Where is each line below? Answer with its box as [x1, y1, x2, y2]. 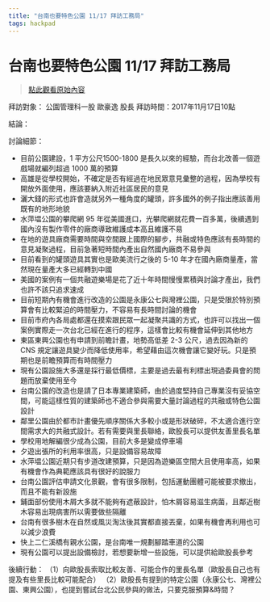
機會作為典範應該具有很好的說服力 [27, 466, 141, 477]
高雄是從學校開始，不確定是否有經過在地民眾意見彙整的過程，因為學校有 [19, 174, 260, 183]
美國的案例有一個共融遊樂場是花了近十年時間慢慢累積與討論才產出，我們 [19, 275, 260, 284]
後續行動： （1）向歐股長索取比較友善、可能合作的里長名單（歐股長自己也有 [8, 565, 260, 575]
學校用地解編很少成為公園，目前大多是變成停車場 [19, 436, 183, 446]
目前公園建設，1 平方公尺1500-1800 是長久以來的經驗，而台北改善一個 [19, 154, 254, 163]
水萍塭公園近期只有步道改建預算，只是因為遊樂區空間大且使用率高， [19, 457, 247, 466]
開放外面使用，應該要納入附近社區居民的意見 [19, 183, 169, 194]
